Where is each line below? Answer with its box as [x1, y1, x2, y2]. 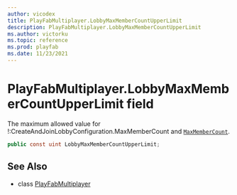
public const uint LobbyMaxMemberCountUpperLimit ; [7, 140, 160, 148]
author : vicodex [7, 10, 55, 18]
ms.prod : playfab [7, 43, 59, 51]
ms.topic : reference [7, 37, 69, 44]
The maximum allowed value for [7, 119, 101, 128]
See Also [7, 161, 48, 173]
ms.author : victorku [7, 30, 69, 38]
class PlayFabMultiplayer [17, 179, 91, 188]
